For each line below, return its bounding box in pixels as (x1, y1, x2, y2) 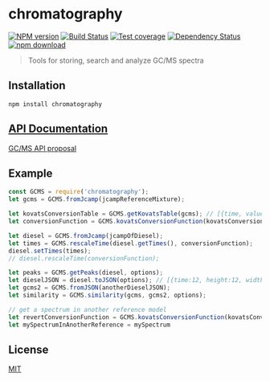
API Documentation (8, 122, 108, 136)
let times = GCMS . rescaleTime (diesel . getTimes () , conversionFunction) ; (8, 239, 253, 248)
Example (8, 166, 53, 180)
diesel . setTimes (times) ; (8, 247, 92, 255)
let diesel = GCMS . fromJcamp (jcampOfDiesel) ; (8, 231, 163, 240)
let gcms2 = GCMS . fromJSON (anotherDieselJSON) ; (8, 284, 171, 292)
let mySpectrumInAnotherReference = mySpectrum (8, 321, 171, 329)
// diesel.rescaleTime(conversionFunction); (8, 254, 160, 262)
